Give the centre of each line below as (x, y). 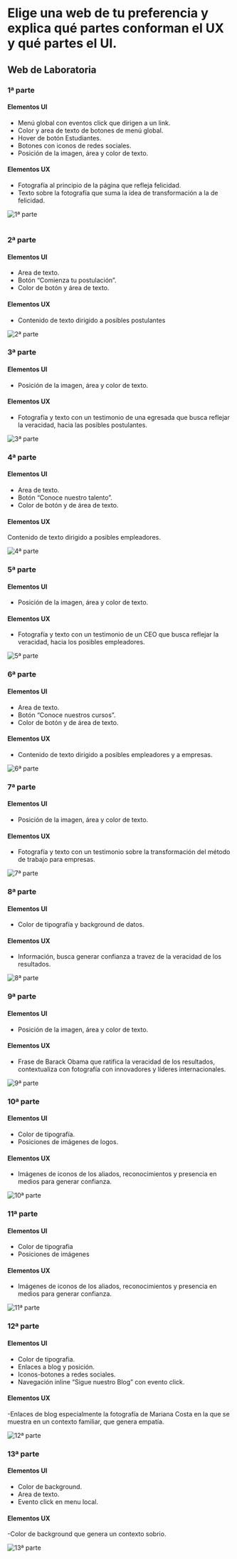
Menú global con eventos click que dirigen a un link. (94, 123)
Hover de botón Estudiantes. (59, 138)
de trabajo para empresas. (56, 860)
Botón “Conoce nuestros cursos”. (67, 715)
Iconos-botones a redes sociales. (67, 1374)
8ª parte (22, 892)
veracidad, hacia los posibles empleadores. (81, 642)
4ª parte (22, 457)
